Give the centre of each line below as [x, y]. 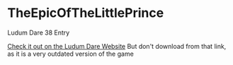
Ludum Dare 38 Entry [39, 32]
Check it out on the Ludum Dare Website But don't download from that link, [117, 46]
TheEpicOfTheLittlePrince [86, 13]
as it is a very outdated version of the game [71, 54]
